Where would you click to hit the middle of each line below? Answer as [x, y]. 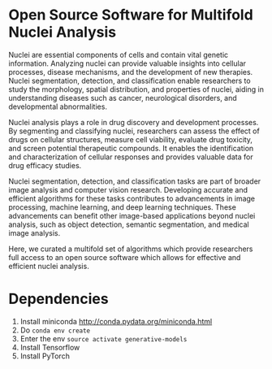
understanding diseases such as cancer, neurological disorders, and [123, 98]
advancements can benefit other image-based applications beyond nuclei [132, 215]
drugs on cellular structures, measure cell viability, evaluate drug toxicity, [131, 139]
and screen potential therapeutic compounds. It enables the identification [131, 148]
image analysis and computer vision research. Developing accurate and [128, 189]
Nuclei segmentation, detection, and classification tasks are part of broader [135, 181]
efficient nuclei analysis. [49, 266]
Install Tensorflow [50, 347]
